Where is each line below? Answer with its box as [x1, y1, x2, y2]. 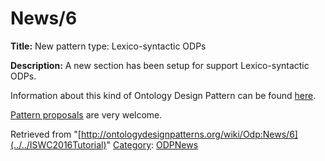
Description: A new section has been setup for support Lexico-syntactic [10, 59, 310, 71]
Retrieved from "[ [10, 128, 82, 140]
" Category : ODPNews [106, 138, 199, 151]
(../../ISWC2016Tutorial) [10, 138, 107, 151]
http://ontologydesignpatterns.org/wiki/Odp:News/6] [80, 128, 298, 140]
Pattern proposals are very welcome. [10, 108, 163, 121]
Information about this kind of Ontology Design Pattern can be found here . [10, 89, 317, 101]
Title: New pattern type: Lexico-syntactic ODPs [10, 40, 207, 52]
